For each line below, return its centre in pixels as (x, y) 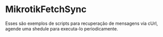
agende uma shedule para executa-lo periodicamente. (62, 28)
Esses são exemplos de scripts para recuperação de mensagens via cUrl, (82, 23)
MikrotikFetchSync (46, 9)
